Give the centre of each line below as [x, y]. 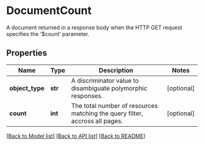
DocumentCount [49, 11]
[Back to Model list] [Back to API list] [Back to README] [76, 136]
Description [116, 70]
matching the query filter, [107, 113]
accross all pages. [97, 121]
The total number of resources [115, 105]
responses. [87, 96]
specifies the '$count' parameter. [48, 34]
